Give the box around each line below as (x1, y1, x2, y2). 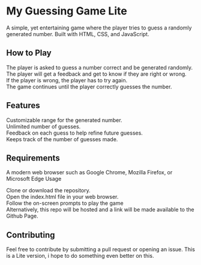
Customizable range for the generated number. (6, 116, 122, 124)
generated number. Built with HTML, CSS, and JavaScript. (6, 30, 149, 37)
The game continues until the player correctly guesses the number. (6, 83, 172, 90)
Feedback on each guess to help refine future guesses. (6, 129, 143, 136)
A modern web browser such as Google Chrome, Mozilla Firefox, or (6, 169, 173, 176)
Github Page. (6, 212, 39, 220)
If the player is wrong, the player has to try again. (6, 76, 128, 84)
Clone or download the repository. (6, 187, 91, 194)
